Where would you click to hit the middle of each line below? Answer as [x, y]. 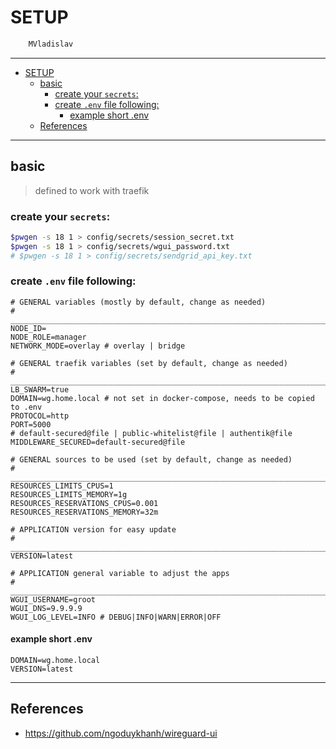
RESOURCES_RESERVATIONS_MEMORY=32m [84, 512]
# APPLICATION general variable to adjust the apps [120, 573]
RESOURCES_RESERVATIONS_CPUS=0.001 [84, 503]
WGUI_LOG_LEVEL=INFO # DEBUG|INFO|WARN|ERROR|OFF [116, 617]
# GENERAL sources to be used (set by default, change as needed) [151, 459]
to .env [26, 407]
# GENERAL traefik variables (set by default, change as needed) [149, 363]
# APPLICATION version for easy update [93, 529]
